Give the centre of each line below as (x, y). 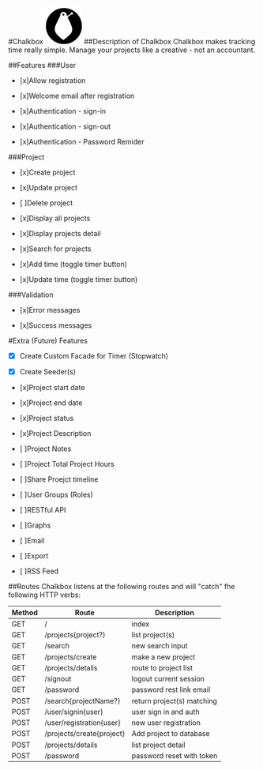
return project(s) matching (174, 701)
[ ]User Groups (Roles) (56, 495)
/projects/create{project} (85, 734)
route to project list (162, 667)
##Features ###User (42, 65)
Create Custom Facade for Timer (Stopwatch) (94, 356)
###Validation (31, 295)
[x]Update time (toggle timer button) (79, 279)
